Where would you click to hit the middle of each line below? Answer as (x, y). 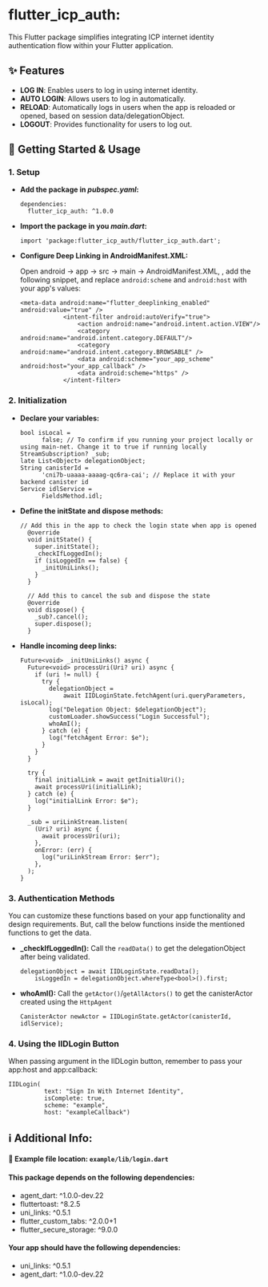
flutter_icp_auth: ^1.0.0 (70, 211)
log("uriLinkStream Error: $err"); (100, 857)
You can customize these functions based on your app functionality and (127, 916)
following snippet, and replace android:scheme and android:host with (133, 280)
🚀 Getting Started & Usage (75, 150)
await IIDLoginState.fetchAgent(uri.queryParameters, (154, 696)
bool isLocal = (45, 432)
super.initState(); (67, 546)
